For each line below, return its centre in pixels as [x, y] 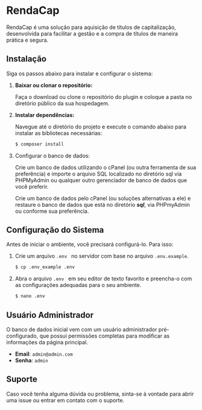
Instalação [27, 59]
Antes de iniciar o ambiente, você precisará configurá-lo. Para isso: [90, 244]
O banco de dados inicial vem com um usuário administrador [82, 330]
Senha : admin [31, 360]
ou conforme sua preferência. [52, 211]
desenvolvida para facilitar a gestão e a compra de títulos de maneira [92, 33]
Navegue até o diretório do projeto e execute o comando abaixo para [101, 127]
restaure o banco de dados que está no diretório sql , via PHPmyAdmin [102, 204]
